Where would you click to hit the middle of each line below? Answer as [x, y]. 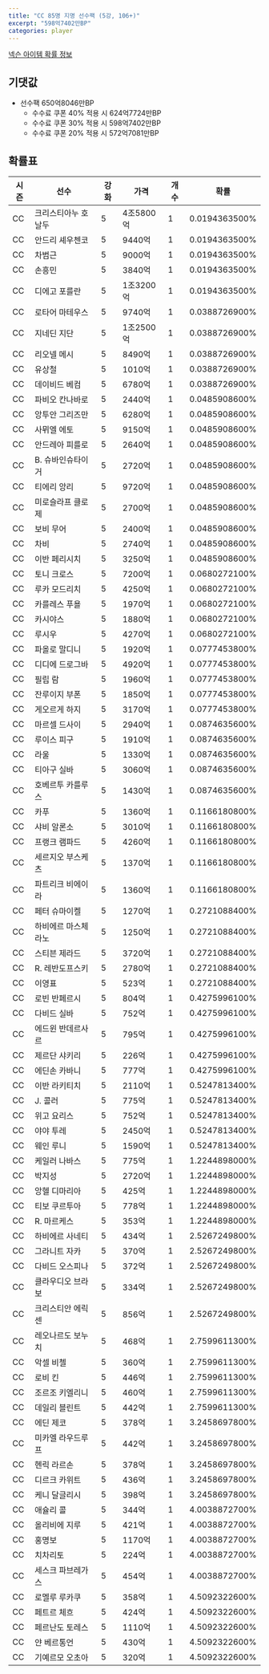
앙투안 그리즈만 [62, 414]
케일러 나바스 [58, 1161]
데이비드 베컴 [58, 384]
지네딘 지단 [54, 333]
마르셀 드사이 [58, 725]
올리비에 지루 [58, 1525]
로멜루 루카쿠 [58, 1597]
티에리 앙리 [54, 487]
